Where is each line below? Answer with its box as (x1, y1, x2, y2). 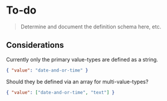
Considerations (6, 40, 64, 50)
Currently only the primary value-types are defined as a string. (6, 56, 158, 63)
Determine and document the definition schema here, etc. (20, 23, 161, 30)
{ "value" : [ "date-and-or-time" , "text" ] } (6, 89, 115, 95)
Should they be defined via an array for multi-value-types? (6, 78, 149, 85)
